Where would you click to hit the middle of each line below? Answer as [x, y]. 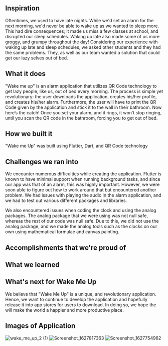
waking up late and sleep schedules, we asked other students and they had [83, 47]
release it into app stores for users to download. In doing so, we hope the [81, 305]
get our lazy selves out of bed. [37, 58]
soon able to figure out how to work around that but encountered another [81, 190]
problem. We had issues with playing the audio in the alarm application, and [83, 195]
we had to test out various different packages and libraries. [66, 200]
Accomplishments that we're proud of [66, 248]
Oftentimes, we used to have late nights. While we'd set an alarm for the [79, 20]
